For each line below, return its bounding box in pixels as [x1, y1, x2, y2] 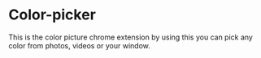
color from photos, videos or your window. [8, 40, 150, 50]
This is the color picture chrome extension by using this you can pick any [8, 32, 254, 42]
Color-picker [8, 6, 96, 24]
